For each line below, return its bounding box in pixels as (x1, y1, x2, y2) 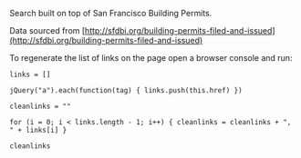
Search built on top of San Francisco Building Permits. (9, 8, 213, 18)
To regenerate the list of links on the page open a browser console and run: (9, 53, 293, 63)
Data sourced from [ (9, 25, 86, 35)
